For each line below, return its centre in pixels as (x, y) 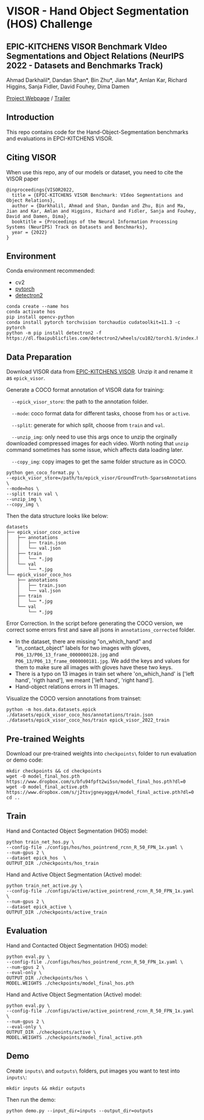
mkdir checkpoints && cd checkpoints (54, 771)
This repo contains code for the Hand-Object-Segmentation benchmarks (97, 132)
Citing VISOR (31, 158)
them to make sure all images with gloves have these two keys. (94, 668)
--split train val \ (32, 494)
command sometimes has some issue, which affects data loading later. (95, 450)
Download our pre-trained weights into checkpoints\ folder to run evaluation (101, 754)
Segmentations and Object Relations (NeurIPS (95, 56)
